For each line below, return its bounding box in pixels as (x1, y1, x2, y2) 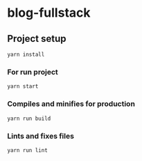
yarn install (7, 51, 45, 58)
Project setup (7, 33, 67, 45)
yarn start (7, 83, 39, 90)
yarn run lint (7, 146, 48, 154)
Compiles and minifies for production (7, 99, 135, 109)
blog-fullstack (7, 5, 91, 21)
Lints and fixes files (7, 131, 75, 141)
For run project (7, 67, 59, 77)
